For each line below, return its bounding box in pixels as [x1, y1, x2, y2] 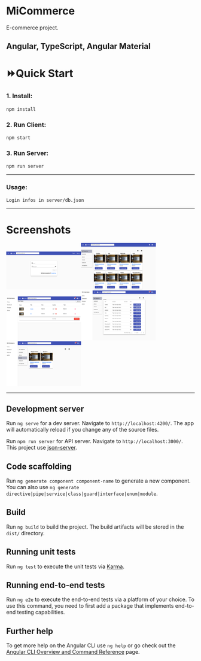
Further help [6, 626, 54, 636]
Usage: [6, 183, 28, 191]
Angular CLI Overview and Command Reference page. [6, 648, 140, 656]
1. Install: [6, 92, 33, 100]
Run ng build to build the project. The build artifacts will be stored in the [6, 523, 184, 530]
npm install [6, 106, 36, 112]
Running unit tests [6, 547, 76, 557]
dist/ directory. [6, 529, 45, 536]
